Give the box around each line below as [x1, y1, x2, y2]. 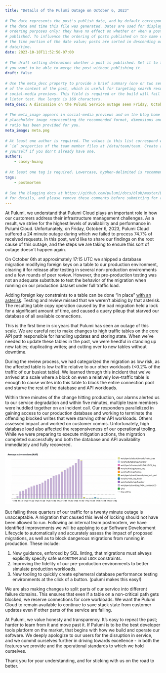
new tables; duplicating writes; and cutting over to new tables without [5, 344, 147, 350]
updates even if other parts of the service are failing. [5, 607, 112, 613]
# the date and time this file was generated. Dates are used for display [5, 24, 163, 29]
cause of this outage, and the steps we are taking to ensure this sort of [5, 241, 149, 247]
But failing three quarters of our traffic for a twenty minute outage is [5, 509, 143, 515]
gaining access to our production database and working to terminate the [5, 410, 152, 416]
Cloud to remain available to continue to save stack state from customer [5, 602, 152, 608]
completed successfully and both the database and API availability [5, 437, 141, 443]
